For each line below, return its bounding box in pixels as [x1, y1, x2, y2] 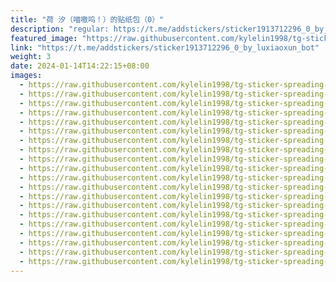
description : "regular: [10, 24, 110, 34]
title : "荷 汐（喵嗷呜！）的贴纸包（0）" [10, 14, 165, 25]
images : [10, 71, 43, 81]
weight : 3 [10, 52, 52, 62]
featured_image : [10, 33, 78, 43]
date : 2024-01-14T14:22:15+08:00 [10, 61, 150, 71]
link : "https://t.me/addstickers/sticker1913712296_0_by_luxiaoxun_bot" [10, 42, 320, 53]
